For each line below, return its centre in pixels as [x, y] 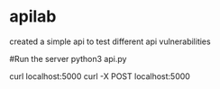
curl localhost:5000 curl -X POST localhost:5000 [100, 76]
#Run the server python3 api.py [68, 58]
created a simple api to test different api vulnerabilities [110, 41]
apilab [33, 17]
